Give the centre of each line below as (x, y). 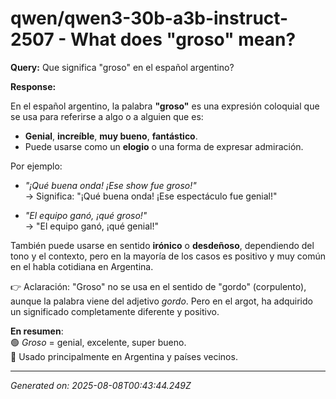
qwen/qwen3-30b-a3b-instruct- (149, 18)
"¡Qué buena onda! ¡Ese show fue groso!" (110, 185)
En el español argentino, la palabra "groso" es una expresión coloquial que (165, 106)
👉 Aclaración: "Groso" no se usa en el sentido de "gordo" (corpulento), (158, 286)
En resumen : (37, 331)
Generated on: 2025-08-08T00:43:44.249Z (101, 385)
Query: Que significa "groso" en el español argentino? (122, 67)
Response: (33, 86)
